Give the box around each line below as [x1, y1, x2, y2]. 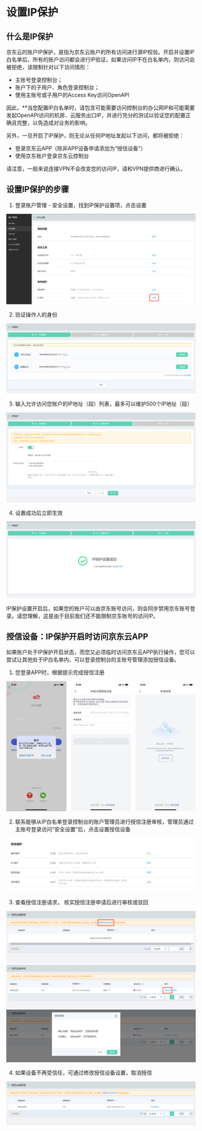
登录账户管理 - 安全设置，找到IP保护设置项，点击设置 [14, 201, 147, 208]
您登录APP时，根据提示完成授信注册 [14, 669, 105, 676]
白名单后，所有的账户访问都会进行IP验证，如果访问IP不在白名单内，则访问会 [6, 56, 195, 63]
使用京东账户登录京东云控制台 [14, 152, 89, 160]
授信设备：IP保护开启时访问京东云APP [6, 631, 148, 642]
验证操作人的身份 [14, 311, 58, 318]
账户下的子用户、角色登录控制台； [14, 84, 100, 91]
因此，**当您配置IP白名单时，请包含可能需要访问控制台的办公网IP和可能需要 [6, 104, 195, 111]
